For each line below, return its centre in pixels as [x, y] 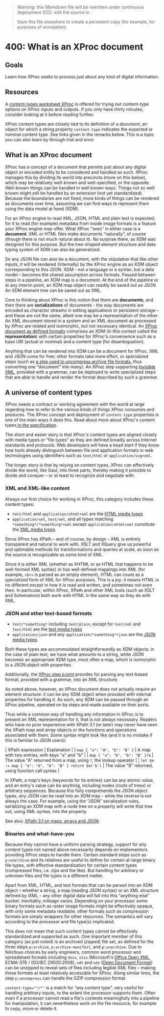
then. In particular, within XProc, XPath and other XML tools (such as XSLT [80, 590]
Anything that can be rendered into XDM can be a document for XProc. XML [82, 351]
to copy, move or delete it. [31, 1009]
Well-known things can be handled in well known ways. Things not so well [80, 188]
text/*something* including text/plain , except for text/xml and [76, 624]
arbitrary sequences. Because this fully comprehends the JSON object [76, 791]
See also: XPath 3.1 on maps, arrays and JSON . [53, 821]
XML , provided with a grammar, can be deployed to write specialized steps [81, 372]
